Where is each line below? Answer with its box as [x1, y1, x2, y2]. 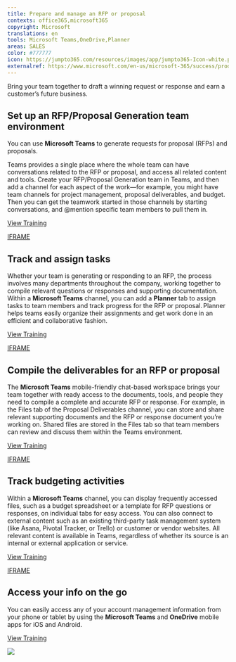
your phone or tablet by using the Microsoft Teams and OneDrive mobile [7, 613, 219, 621]
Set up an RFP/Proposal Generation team [7, 110, 190, 122]
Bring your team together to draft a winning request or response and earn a [7, 82, 225, 90]
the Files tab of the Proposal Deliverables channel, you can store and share [7, 405, 225, 414]
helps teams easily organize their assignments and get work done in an [7, 309, 213, 317]
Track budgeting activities [7, 476, 125, 488]
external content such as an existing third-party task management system [7, 516, 221, 525]
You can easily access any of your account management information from [7, 605, 221, 613]
